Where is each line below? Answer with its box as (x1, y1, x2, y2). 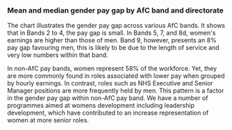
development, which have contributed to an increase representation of (7, 108, 209, 117)
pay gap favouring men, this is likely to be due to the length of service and (7, 44, 220, 52)
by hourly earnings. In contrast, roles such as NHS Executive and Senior (7, 79, 213, 88)
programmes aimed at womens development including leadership (7, 101, 194, 110)
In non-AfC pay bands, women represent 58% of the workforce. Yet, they (7, 65, 217, 73)
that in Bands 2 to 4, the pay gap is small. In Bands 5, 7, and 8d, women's (7, 29, 216, 37)
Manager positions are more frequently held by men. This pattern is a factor (7, 86, 224, 95)
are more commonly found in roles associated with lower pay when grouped (7, 72, 225, 80)
